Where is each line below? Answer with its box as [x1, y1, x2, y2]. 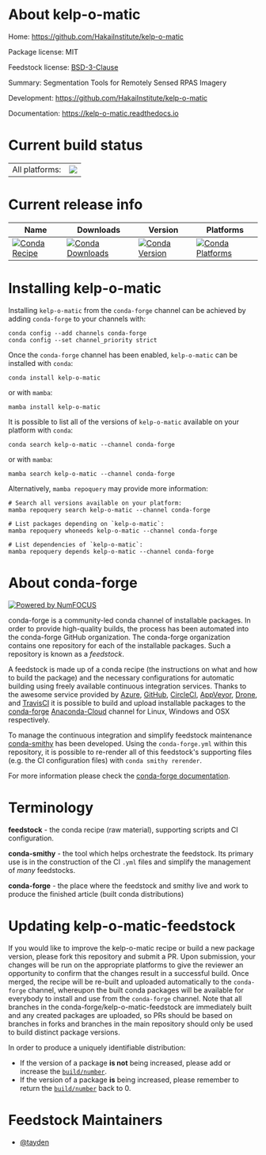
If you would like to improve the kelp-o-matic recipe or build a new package [8, 943, 255, 952]
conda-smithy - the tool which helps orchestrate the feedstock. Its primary [8, 848, 254, 858]
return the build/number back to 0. [19, 1083, 131, 1092]
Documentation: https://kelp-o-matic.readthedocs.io [8, 109, 180, 118]
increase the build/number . [19, 1066, 108, 1076]
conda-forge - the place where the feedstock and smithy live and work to [8, 881, 249, 890]
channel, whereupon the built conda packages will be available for [27, 985, 244, 995]
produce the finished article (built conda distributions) [8, 889, 184, 898]
